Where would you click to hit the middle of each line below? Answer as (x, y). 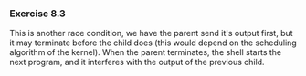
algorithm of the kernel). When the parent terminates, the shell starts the (145, 52)
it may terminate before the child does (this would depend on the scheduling (153, 43)
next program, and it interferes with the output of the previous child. (137, 62)
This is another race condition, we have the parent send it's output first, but (152, 33)
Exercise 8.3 (37, 14)
